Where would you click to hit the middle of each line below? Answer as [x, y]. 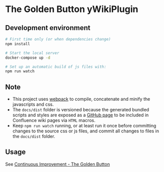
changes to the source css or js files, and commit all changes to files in [86, 131]
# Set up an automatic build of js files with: [56, 67]
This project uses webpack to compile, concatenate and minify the [81, 99]
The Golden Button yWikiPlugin [72, 9]
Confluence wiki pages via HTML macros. [54, 120]
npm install [18, 44]
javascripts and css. [33, 104]
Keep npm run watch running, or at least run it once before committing [84, 126]
